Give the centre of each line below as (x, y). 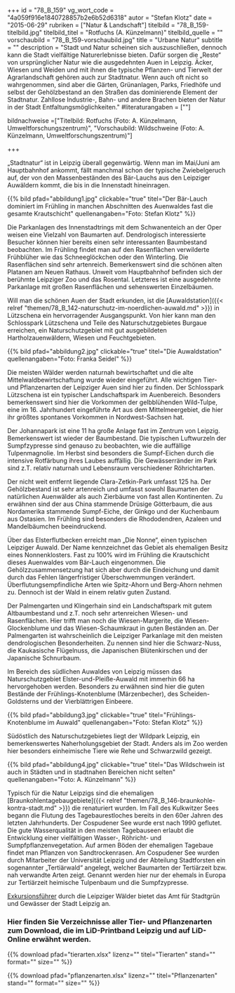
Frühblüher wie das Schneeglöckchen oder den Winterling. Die (98, 257)
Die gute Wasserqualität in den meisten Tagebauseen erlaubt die (101, 830)
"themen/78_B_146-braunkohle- (170, 800)
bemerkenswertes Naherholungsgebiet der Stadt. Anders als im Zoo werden (117, 744)
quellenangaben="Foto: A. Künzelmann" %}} (72, 779)
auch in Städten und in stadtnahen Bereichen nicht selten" (92, 772)
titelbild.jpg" (25, 32)
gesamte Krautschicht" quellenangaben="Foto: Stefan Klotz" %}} (102, 214)
